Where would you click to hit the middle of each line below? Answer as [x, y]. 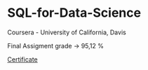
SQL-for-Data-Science [74, 13]
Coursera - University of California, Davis [67, 32]
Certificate [23, 59]
